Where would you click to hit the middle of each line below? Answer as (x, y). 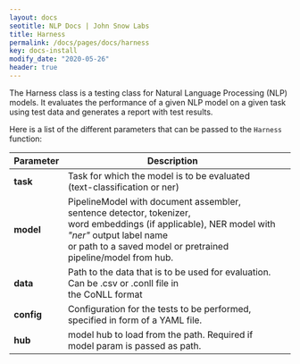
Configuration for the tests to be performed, (159, 309)
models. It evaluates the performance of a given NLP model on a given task (148, 102)
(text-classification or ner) (124, 187)
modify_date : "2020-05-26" (59, 59)
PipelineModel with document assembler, (154, 201)
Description (172, 160)
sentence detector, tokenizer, (129, 213)
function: (26, 139)
